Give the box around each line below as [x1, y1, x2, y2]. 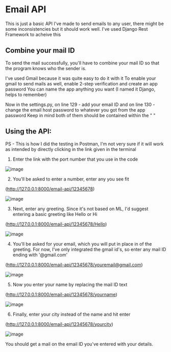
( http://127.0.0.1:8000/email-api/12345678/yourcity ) [5, 321, 113, 327]
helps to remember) [5, 91, 47, 98]
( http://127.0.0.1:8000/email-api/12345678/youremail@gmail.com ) [5, 261, 143, 268]
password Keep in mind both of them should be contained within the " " [5, 112, 156, 118]
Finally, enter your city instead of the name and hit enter [12, 311, 131, 317]
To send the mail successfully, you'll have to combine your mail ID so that [5, 60, 160, 66]
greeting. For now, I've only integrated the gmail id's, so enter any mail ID [12, 246, 166, 252]
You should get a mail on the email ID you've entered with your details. [5, 341, 154, 347]
